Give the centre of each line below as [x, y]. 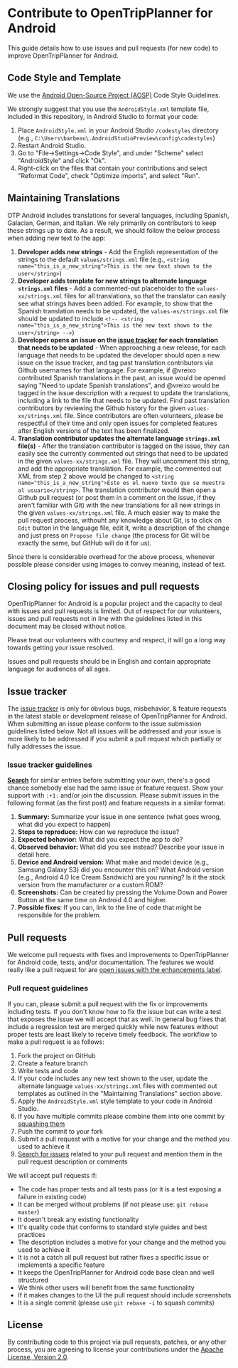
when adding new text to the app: [56, 238]
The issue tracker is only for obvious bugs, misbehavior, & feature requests [117, 709]
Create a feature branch [53, 1063]
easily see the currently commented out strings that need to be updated [123, 453]
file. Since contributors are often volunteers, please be [144, 415]
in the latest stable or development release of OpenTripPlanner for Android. [117, 716]
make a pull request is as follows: [56, 1042]
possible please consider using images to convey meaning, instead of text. [117, 564]
